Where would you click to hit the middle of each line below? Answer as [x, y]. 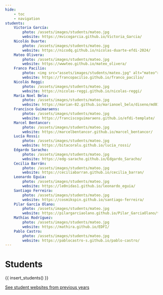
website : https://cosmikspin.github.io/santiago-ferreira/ [83, 200]
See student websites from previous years [47, 287]
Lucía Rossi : [27, 136]
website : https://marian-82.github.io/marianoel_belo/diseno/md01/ [92, 105]
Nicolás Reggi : [29, 82]
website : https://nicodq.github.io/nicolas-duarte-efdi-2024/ [87, 50]
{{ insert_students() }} [27, 278]
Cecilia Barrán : [30, 164]
